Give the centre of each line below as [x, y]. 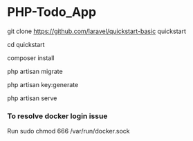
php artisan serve [32, 98]
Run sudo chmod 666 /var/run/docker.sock [68, 131]
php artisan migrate [35, 71]
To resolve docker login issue [57, 116]
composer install [31, 58]
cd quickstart [26, 44]
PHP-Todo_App [52, 12]
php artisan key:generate [43, 84]
